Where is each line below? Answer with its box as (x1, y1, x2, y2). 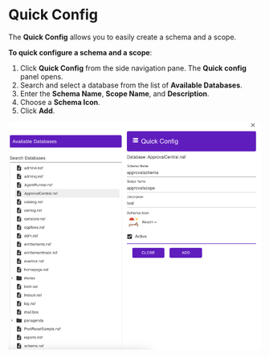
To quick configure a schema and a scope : (8, 47, 153, 57)
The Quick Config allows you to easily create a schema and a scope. (8, 32, 237, 42)
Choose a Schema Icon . (19, 97, 100, 107)
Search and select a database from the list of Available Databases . (19, 80, 243, 90)
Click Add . (19, 106, 55, 116)
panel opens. (19, 71, 63, 81)
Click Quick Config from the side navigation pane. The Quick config (19, 63, 247, 73)
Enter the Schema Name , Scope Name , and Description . (19, 88, 210, 98)
